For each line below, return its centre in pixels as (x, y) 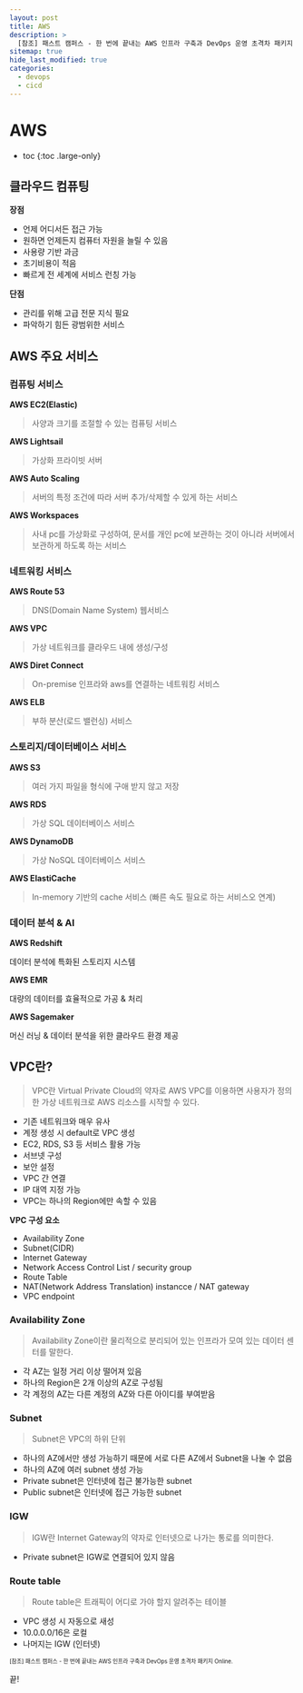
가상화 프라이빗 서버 (67, 461)
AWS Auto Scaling (44, 479)
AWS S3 (25, 767)
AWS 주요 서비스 (54, 356)
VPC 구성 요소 (35, 1220)
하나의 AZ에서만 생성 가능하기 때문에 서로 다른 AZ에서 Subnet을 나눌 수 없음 (157, 1459)
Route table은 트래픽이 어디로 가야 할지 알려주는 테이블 (129, 1601)
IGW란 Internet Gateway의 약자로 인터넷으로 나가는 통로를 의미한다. (152, 1538)
